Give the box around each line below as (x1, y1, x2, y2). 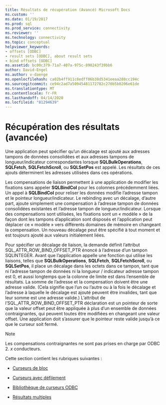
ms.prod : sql (5, 21, 32, 26)
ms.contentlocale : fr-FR (5, 91, 57, 96)
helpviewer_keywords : (5, 44, 50, 49)
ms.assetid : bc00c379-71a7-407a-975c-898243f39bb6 (5, 63, 113, 68)
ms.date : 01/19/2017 (5, 16, 48, 21)
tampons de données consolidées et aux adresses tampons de (5, 154, 134, 160)
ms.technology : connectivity (5, 35, 66, 40)
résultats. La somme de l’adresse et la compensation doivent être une (5, 279, 148, 285)
